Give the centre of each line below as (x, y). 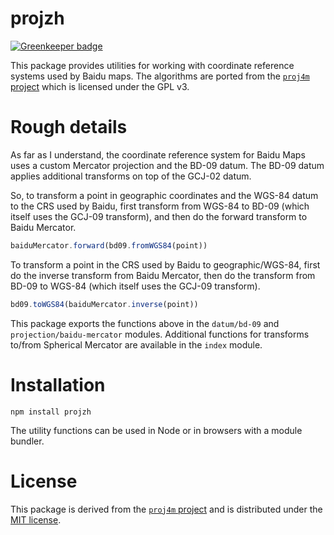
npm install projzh (51, 412)
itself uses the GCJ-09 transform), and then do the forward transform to (159, 216)
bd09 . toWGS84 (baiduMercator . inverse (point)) (104, 304)
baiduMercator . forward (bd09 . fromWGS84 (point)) (109, 245)
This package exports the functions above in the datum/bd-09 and (145, 323)
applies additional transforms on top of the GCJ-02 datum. (131, 176)
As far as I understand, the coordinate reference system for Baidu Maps (158, 154)
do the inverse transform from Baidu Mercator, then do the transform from (163, 275)
